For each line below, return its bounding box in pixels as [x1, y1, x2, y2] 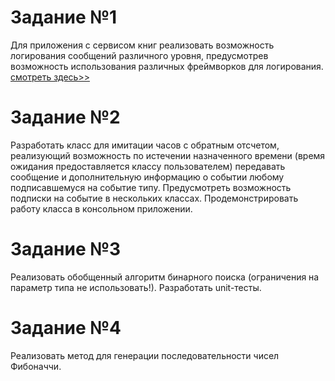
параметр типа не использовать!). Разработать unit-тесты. [10, 281, 262, 293]
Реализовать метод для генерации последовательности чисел [10, 349, 280, 361]
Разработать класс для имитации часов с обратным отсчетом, [10, 139, 280, 151]
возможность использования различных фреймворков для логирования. [10, 60, 324, 72]
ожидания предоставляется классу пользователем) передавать [10, 160, 286, 172]
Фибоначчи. [10, 360, 62, 372]
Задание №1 [10, 6, 118, 29]
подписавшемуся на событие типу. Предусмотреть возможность [10, 181, 292, 193]
